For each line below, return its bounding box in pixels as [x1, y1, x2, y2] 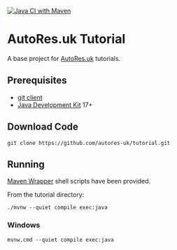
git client [17, 93, 43, 102]
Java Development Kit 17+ [17, 100, 93, 109]
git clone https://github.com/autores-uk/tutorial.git [7, 139, 171, 146]
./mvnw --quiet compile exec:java [7, 204, 108, 211]
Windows [7, 221, 41, 230]
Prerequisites [7, 74, 67, 87]
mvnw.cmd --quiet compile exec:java [7, 236, 114, 243]
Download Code [7, 121, 79, 133]
